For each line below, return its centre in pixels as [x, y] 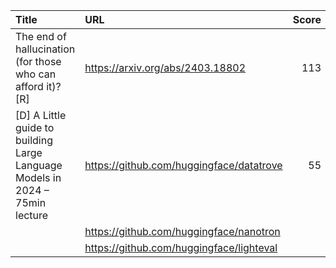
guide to [35, 127]
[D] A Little [41, 115]
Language [39, 165]
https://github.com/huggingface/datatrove [183, 165]
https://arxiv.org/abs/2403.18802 [165, 67]
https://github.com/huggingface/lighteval [181, 247]
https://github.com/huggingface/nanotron [182, 231]
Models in [38, 177]
